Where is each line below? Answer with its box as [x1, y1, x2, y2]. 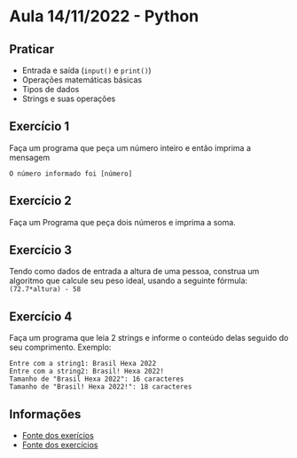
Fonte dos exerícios [21, 430, 95, 441]
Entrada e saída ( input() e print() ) [21, 65, 152, 75]
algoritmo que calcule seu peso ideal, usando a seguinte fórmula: [9, 275, 248, 286]
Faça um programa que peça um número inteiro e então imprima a [9, 142, 251, 153]
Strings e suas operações [21, 93, 116, 104]
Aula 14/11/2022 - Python [9, 6, 199, 27]
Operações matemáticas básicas [21, 75, 143, 85]
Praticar [9, 42, 55, 57]
